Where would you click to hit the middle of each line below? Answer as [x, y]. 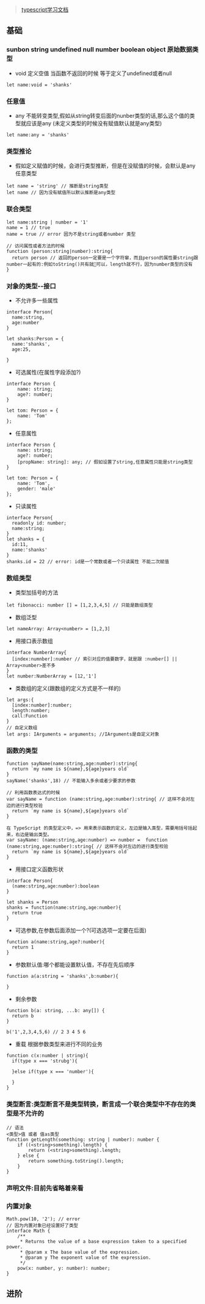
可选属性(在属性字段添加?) [48, 372]
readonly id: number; [39, 523]
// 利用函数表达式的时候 [33, 793]
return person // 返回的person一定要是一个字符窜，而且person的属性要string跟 [105, 258]
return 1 [23, 947]
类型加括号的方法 [37, 592]
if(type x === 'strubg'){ [45, 1061]
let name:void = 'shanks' [39, 85]
